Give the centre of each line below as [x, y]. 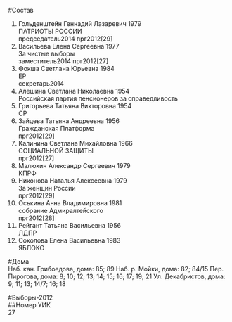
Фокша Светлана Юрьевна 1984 [66, 69]
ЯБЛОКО [31, 248]
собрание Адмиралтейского [61, 211]
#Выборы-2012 [31, 297]
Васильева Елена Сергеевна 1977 [69, 46]
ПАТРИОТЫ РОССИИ [50, 31]
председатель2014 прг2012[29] [65, 39]
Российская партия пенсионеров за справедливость [98, 98]
